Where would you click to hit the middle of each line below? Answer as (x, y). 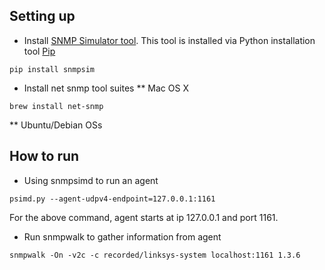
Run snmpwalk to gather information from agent (122, 236)
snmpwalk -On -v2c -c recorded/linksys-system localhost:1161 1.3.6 (155, 255)
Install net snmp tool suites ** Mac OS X (106, 88)
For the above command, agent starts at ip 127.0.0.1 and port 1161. (144, 217)
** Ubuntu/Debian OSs (56, 125)
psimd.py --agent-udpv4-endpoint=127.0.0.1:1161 (112, 199)
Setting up (42, 16)
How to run (44, 156)
